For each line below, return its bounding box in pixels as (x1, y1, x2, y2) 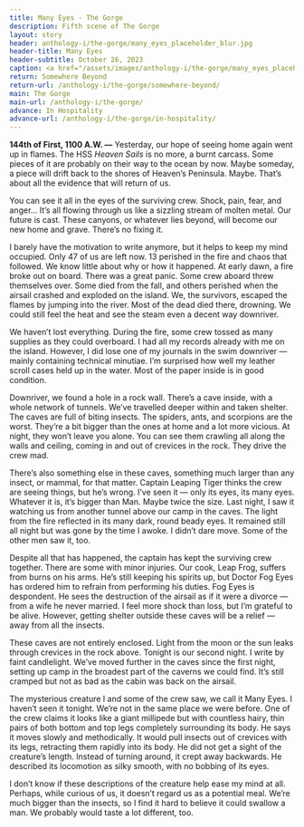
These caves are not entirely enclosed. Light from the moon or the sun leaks (9, 638, 294, 649)
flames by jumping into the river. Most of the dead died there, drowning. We (9, 300, 291, 311)
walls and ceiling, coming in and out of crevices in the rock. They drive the (9, 440, 287, 451)
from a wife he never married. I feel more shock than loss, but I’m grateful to (9, 601, 293, 611)
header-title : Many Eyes (9, 47, 103, 56)
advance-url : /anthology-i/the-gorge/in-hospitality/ (9, 114, 217, 123)
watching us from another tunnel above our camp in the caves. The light (9, 506, 279, 517)
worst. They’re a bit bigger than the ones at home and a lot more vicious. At (9, 421, 290, 432)
